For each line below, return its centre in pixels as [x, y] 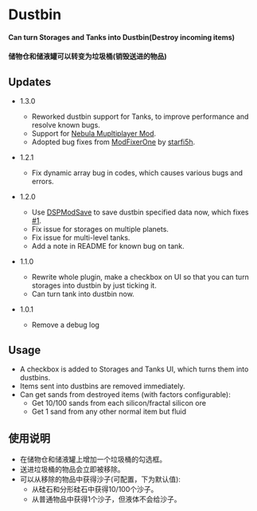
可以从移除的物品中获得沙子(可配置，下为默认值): [100, 479]
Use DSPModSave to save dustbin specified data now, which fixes [140, 212]
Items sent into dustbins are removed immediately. [102, 386]
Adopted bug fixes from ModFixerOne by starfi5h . [113, 142]
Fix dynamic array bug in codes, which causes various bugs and [137, 173]
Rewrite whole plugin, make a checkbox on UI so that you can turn [140, 277]
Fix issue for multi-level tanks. [81, 238]
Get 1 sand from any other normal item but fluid [109, 411]
